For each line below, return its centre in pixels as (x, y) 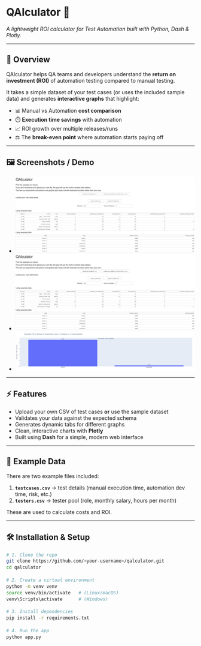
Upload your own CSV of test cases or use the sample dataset (92, 411)
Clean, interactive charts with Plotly (59, 431)
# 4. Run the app (28, 631)
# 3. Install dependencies (40, 612)
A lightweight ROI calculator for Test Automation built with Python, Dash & (98, 29)
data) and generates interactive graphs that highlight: (73, 98)
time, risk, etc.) (33, 494)
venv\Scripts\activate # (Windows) (57, 599)
